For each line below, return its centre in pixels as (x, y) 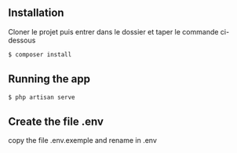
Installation (36, 13)
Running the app (49, 79)
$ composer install (40, 54)
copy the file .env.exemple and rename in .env (82, 140)
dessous (22, 40)
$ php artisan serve (42, 97)
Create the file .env (56, 121)
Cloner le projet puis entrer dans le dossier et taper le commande (113, 31)
